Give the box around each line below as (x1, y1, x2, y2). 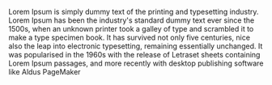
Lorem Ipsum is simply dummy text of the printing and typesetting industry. (8, 7, 259, 16)
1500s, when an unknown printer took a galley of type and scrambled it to (8, 24, 254, 33)
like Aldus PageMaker (8, 67, 81, 76)
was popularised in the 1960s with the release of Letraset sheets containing (8, 50, 261, 59)
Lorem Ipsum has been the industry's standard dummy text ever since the (8, 15, 255, 25)
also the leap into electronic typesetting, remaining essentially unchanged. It (8, 41, 263, 51)
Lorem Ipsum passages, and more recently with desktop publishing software (8, 58, 264, 68)
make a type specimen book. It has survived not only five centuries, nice (8, 32, 251, 42)
